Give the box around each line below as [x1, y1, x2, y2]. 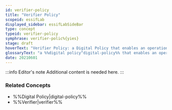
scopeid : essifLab [5, 17, 45, 22]
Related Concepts [5, 82, 51, 89]
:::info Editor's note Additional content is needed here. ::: [5, 69, 124, 75]
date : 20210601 [5, 55, 38, 60]
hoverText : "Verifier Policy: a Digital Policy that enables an [5, 46, 145, 51]
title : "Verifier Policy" [5, 12, 60, 17]
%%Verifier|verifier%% [12, 99, 63, 105]
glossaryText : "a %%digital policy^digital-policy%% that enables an [5, 50, 157, 55]
